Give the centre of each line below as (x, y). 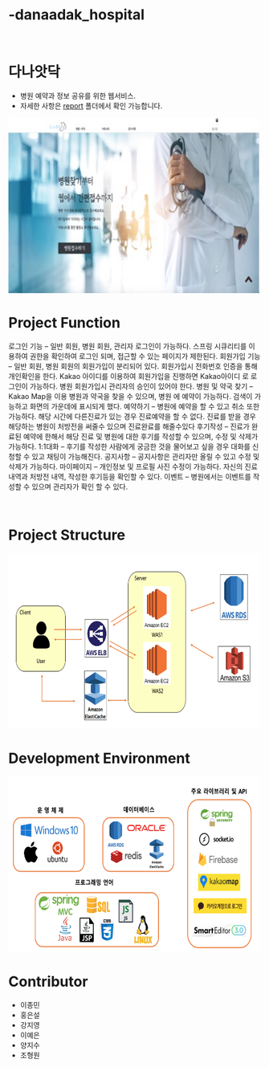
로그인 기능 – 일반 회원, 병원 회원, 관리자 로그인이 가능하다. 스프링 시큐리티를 (128, 346)
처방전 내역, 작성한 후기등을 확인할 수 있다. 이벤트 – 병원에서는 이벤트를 (140, 476)
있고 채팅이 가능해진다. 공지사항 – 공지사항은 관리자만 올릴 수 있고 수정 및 (146, 456)
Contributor (48, 981)
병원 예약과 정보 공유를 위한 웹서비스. (78, 96)
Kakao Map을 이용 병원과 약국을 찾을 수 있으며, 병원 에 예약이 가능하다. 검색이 (130, 396)
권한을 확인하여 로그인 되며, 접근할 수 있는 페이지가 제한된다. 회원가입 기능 (145, 356)
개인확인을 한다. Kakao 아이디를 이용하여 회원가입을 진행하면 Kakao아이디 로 (128, 376)
